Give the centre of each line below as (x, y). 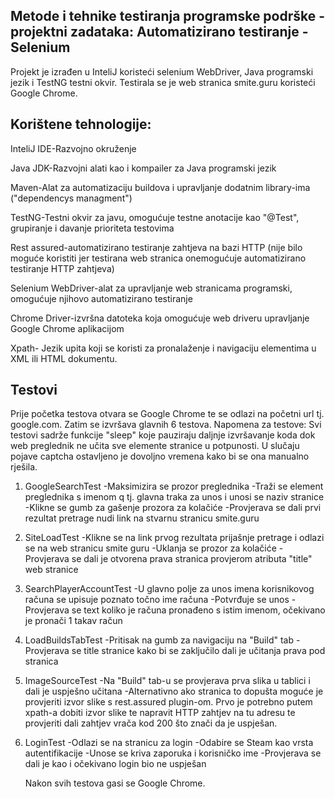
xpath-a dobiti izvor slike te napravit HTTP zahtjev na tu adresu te (160, 713)
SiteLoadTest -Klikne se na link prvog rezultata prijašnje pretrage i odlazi (174, 538)
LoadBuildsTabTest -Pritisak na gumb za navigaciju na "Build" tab (159, 640)
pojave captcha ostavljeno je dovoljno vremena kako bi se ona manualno (160, 456)
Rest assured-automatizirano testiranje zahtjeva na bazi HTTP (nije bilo (156, 247)
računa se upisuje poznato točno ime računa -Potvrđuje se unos (157, 600)
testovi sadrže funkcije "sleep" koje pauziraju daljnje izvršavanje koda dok (163, 435)
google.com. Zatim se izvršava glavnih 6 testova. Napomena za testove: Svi (166, 425)
